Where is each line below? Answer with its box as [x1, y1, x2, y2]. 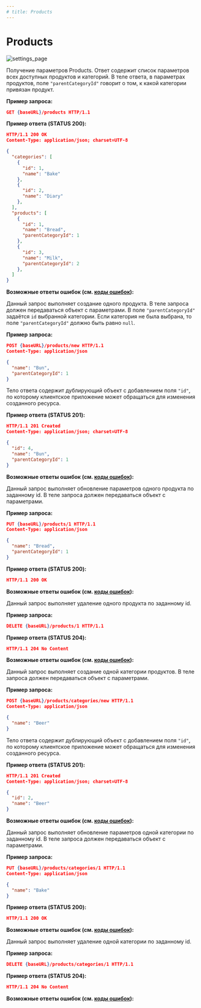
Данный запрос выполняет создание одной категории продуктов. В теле [6, 668, 195, 675]
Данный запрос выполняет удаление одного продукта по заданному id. [6, 599, 192, 607]
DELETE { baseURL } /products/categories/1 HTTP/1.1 [6, 961, 134, 968]
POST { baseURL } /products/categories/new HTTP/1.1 [6, 698, 134, 704]
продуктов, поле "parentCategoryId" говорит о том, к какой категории [6, 79, 187, 86]
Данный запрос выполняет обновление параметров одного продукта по [6, 484, 194, 492]
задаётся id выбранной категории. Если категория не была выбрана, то [6, 313, 192, 320]
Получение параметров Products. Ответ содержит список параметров [6, 66, 190, 74]
